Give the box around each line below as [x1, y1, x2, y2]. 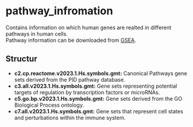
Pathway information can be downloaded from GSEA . [5, 36, 136, 44]
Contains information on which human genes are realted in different [5, 24, 172, 31]
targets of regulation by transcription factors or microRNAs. [14, 88, 160, 96]
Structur [5, 54, 38, 64]
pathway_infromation [5, 4, 114, 18]
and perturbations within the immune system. [14, 114, 126, 121]
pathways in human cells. [5, 30, 68, 37]
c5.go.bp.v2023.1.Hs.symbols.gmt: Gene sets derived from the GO [14, 95, 183, 102]
